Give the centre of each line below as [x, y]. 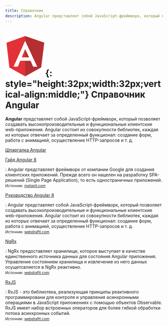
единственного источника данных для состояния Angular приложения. [81, 257]
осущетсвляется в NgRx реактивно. [43, 267]
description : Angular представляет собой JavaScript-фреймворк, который [82, 16]
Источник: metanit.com [25, 186]
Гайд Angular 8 [21, 160]
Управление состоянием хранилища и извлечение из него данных [76, 262]
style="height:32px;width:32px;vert [83, 84]
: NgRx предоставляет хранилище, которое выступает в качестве [75, 251]
